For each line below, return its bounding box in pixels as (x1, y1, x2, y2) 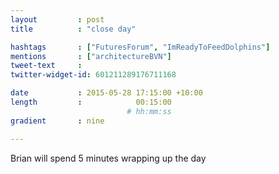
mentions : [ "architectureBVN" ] (10, 51, 172, 61)
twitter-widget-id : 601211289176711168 (10, 70, 177, 80)
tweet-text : (10, 61, 83, 71)
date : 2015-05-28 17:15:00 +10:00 (10, 88, 203, 98)
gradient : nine (10, 116, 105, 126)
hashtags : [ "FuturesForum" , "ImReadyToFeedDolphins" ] (10, 42, 271, 52)
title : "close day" (10, 24, 137, 34)
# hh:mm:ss (126, 106, 172, 116)
